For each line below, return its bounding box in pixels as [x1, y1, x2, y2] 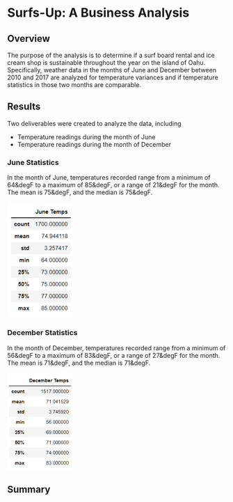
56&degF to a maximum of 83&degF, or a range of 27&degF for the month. [7, 351, 220, 359]
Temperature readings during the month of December [17, 140, 172, 148]
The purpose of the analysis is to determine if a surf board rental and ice [7, 51, 216, 59]
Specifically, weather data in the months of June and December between [7, 66, 217, 74]
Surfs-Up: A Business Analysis [7, 5, 190, 21]
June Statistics [7, 157, 59, 167]
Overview [7, 33, 51, 45]
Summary [7, 484, 51, 495]
